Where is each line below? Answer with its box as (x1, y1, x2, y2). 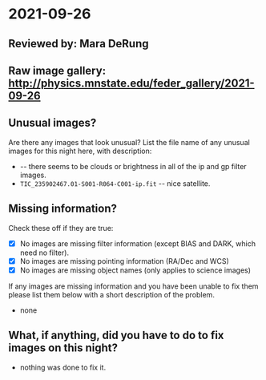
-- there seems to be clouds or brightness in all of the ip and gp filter (19, 161, 247, 171)
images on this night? (8, 342, 119, 355)
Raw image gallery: (8, 63, 107, 77)
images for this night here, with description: (8, 146, 152, 156)
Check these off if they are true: (8, 223, 114, 232)
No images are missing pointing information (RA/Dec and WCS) (19, 256, 230, 265)
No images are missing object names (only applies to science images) (19, 265, 251, 275)
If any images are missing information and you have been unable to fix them (8, 281, 259, 291)
